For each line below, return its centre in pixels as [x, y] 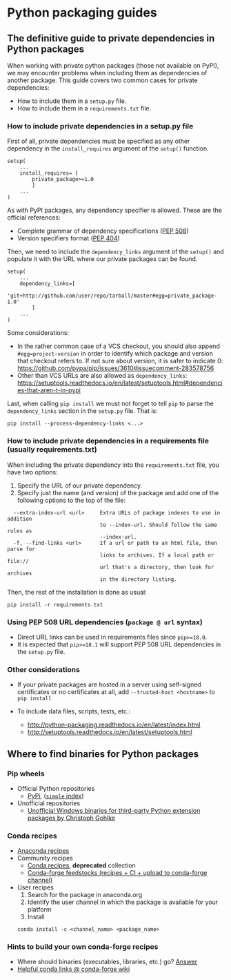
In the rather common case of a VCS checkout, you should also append [119, 346]
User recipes [35, 887]
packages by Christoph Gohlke [71, 818]
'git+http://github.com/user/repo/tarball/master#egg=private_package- [112, 296]
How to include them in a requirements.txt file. [84, 108]
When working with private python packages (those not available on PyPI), [113, 66]
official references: [34, 218]
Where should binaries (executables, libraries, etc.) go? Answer [107, 962]
